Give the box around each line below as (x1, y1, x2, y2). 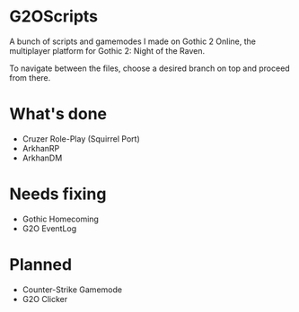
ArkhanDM (22, 152, 63, 163)
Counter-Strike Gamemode (22, 284, 123, 295)
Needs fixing (9, 184, 107, 204)
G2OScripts (9, 6, 99, 27)
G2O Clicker (22, 293, 68, 304)
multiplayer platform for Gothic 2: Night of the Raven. (9, 45, 205, 56)
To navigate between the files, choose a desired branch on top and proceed (9, 63, 290, 74)
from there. (9, 72, 51, 82)
